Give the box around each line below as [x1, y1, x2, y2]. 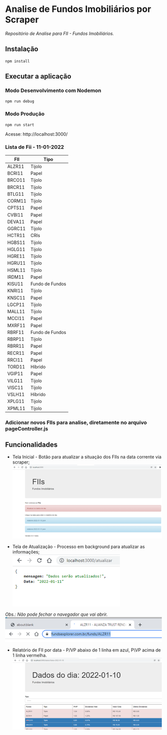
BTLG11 [7, 191, 24, 197]
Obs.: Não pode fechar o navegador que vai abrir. [5, 611, 108, 617]
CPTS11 [7, 205, 25, 211]
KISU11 [7, 281, 23, 287]
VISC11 [7, 384, 23, 391]
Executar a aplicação [5, 72, 72, 81]
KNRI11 [7, 288, 23, 294]
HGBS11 [7, 240, 26, 245]
